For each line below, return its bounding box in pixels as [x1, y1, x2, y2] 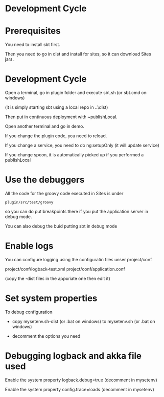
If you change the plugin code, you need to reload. [5, 133, 107, 139]
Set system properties [5, 293, 97, 304]
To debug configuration [5, 309, 53, 315]
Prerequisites [5, 25, 61, 37]
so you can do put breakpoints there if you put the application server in [5, 209, 148, 214]
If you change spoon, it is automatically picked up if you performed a [5, 152, 144, 158]
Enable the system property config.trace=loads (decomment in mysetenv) [5, 386, 154, 392]
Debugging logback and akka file [5, 350, 142, 362]
